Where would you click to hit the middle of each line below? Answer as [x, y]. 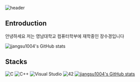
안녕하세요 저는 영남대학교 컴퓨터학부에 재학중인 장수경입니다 [65, 36]
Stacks [16, 62]
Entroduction [26, 23]
